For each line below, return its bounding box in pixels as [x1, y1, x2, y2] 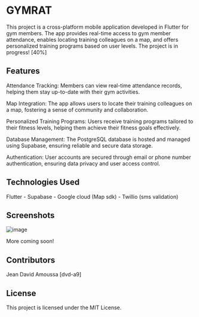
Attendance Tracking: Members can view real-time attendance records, [6, 82, 182, 89]
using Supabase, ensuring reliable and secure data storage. [6, 141, 154, 149]
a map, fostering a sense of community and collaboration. [6, 106, 148, 113]
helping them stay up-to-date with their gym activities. [6, 88, 140, 96]
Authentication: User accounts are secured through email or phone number [6, 153, 191, 161]
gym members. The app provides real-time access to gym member [6, 29, 172, 36]
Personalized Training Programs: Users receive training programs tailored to [6, 118, 194, 125]
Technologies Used [6, 177, 79, 187]
